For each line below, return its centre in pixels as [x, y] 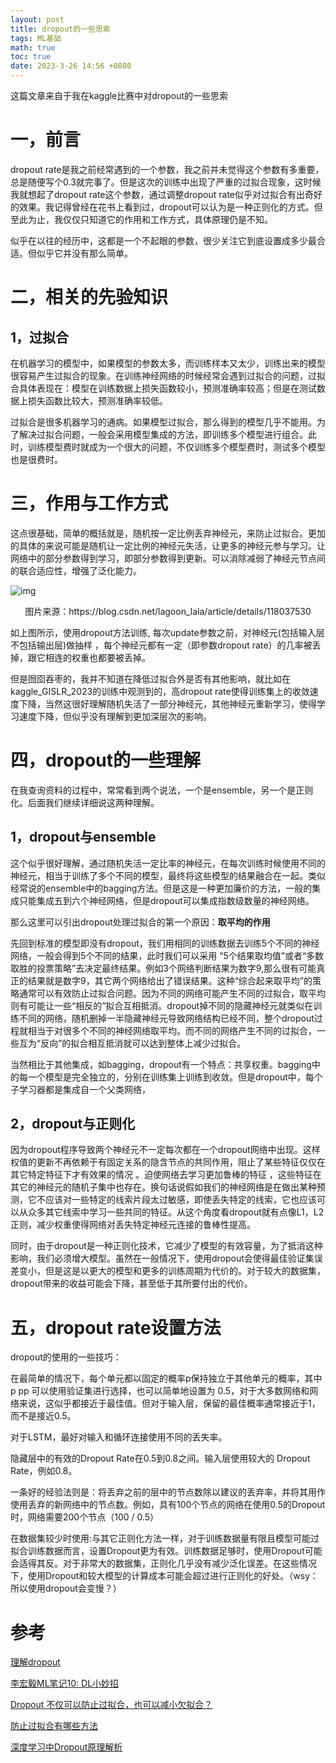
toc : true [31, 57]
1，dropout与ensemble [83, 837]
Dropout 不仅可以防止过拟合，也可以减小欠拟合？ [111, 1705]
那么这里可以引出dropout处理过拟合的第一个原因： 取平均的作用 [140, 922]
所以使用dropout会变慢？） [66, 1588]
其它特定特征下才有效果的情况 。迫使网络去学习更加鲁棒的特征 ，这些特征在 [166, 1175]
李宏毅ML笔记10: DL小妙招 [65, 1683]
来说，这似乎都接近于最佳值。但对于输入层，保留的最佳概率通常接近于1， [169, 1403]
